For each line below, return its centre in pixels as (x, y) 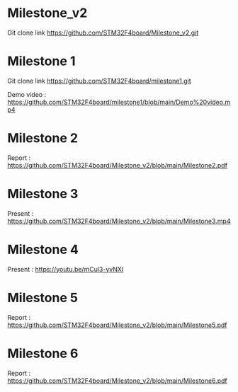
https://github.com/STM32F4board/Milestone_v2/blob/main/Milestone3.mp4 (119, 221)
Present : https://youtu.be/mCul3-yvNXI (66, 269)
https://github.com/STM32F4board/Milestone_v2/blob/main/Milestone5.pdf (117, 325)
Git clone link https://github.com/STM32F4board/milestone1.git (99, 81)
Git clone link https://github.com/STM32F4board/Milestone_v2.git (103, 33)
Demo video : (27, 94)
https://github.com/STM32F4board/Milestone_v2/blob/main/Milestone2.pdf (118, 165)
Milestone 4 (43, 249)
